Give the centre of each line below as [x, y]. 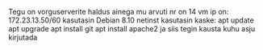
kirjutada [23, 37]
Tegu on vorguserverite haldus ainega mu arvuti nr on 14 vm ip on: [119, 12]
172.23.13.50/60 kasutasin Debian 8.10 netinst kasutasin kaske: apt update [131, 20]
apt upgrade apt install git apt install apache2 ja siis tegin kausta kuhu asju [132, 29]
